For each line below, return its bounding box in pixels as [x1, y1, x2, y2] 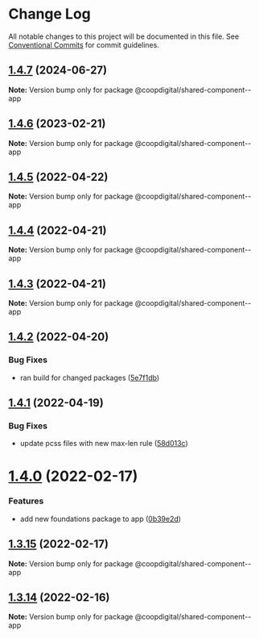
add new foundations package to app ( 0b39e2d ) [19, 514, 182, 523]
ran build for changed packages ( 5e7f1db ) [19, 373, 159, 382]
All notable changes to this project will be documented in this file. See [8, 31, 240, 41]
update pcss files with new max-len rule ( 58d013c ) [19, 439, 189, 448]
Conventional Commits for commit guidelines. [8, 40, 159, 49]
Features [8, 495, 44, 507]
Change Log [8, 5, 91, 23]
